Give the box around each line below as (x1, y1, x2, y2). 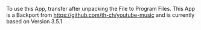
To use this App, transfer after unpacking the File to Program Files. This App (6, 5, 195, 12)
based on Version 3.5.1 (6, 18, 62, 25)
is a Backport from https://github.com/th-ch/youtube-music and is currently (6, 11, 195, 19)
